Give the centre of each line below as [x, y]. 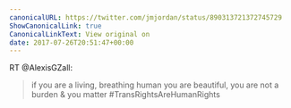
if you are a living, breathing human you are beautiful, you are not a [155, 85]
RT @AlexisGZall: [41, 68]
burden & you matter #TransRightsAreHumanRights [126, 95]
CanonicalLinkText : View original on [80, 34]
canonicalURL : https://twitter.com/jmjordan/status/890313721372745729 [145, 17]
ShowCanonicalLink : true [56, 26]
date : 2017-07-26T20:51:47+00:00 [72, 42]
